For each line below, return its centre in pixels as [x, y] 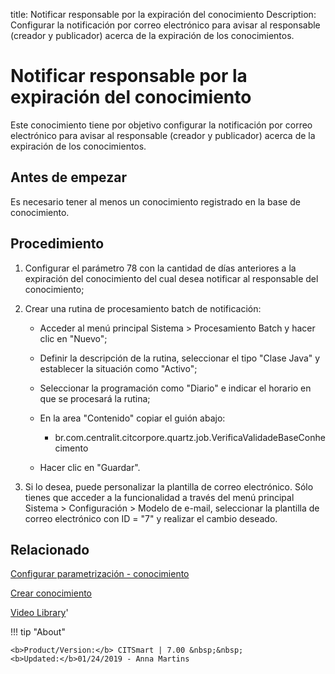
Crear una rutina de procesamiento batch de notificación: [143, 308]
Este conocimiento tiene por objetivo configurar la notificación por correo [161, 125]
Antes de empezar [68, 177]
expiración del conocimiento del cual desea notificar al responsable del [171, 278]
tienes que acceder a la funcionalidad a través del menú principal [159, 497]
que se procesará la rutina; [95, 398]
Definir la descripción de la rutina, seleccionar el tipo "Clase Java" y [180, 358]
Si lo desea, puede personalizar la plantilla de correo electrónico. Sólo [169, 486]
